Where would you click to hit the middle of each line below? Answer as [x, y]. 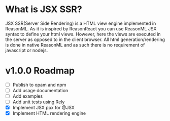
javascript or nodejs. [27, 50]
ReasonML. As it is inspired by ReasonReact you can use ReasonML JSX [81, 28]
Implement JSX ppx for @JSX [44, 108]
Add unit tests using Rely [39, 102]
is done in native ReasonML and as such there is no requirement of [75, 45]
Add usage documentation [40, 90]
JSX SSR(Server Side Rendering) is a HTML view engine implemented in [81, 23]
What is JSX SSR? [44, 9]
